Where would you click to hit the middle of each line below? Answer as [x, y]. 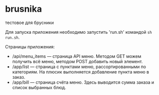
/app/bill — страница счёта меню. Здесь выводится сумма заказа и [83, 82]
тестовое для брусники [29, 23]
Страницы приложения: [30, 47]
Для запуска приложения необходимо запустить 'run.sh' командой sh [79, 32]
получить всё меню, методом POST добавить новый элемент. [78, 61]
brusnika [24, 9]
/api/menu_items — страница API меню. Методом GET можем [77, 56]
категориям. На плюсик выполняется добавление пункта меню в [81, 71]
